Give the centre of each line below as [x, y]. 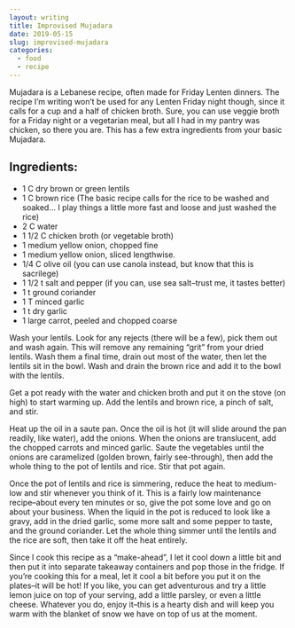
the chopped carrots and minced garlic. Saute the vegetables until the [137, 447]
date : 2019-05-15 [41, 34]
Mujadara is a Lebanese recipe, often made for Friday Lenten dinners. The [144, 92]
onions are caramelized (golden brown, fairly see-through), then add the [141, 457]
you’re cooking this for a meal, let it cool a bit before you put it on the [135, 576]
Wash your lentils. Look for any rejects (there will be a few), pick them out [144, 337]
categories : [31, 51]
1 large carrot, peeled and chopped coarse [100, 320]
